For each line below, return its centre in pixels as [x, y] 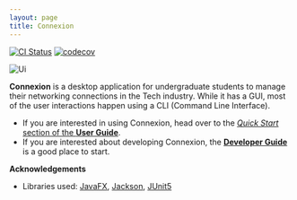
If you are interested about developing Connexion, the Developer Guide [155, 142]
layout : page [34, 17]
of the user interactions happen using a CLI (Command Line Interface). [140, 105]
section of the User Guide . [71, 132]
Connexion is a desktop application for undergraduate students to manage [148, 86]
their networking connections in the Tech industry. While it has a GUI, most [148, 96]
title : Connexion [42, 26]
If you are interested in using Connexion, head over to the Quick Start [150, 123]
